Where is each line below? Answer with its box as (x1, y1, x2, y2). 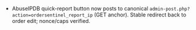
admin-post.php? (149, 6, 190, 12)
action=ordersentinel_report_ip (11, 12, 93, 18)
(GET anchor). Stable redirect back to (94, 11, 187, 18)
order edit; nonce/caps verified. (11, 18, 91, 24)
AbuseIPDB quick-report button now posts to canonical (11, 5, 149, 12)
